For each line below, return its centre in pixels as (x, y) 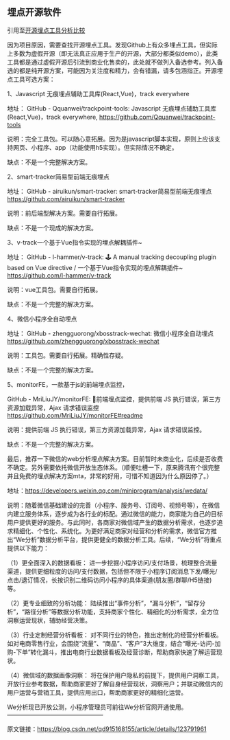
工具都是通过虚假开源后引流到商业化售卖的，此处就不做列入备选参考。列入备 (115, 62)
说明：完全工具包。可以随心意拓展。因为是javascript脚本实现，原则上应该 (111, 139)
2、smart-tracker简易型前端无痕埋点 (58, 177)
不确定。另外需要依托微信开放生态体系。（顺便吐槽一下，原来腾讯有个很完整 (114, 467)
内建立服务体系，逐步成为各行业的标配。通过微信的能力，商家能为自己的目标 (115, 513)
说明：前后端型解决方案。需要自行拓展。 (64, 213)
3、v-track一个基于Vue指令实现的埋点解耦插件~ (75, 242)
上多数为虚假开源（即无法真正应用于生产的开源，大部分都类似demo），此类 (113, 53)
